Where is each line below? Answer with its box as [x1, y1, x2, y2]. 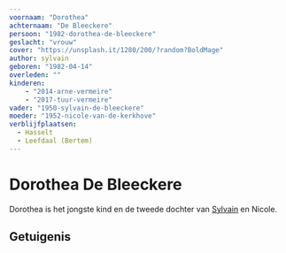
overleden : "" [9, 71, 62, 80]
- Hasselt [17, 128, 53, 137]
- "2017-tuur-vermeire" [25, 95, 113, 104]
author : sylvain [9, 54, 69, 63]
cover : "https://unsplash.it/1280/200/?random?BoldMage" [9, 46, 224, 55]
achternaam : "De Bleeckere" [9, 21, 113, 30]
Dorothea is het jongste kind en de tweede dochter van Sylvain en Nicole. [9, 203, 277, 214]
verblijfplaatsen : [9, 120, 77, 129]
